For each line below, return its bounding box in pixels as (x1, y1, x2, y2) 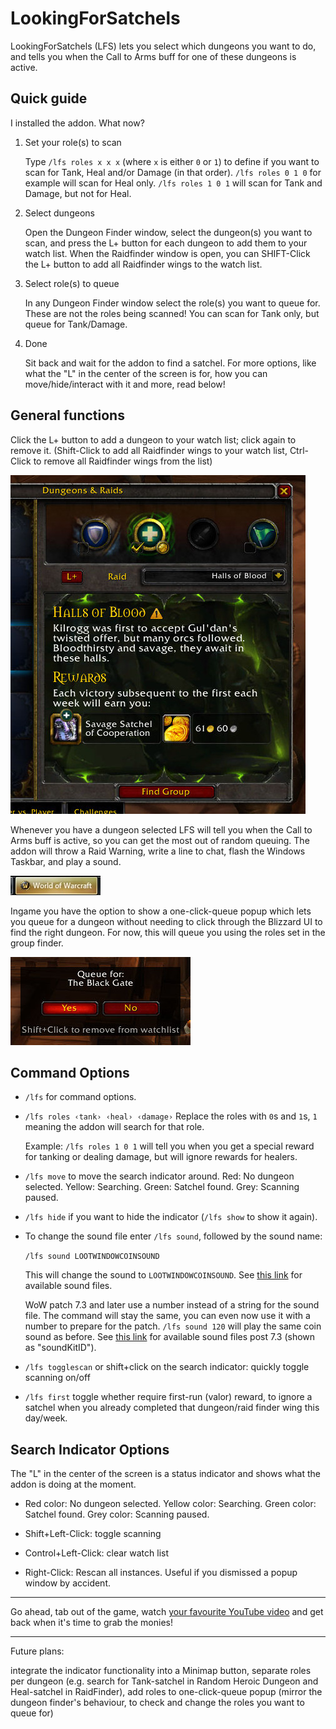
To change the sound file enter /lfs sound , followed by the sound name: (24, 1230, 323, 1242)
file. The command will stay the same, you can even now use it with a (24, 1310, 311, 1322)
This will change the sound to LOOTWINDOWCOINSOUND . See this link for (24, 1269, 303, 1281)
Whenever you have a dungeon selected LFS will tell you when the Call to (10, 823, 313, 836)
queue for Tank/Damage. (24, 318, 128, 330)
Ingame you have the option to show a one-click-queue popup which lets (10, 905, 312, 917)
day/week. (24, 1412, 68, 1424)
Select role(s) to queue (24, 277, 120, 289)
